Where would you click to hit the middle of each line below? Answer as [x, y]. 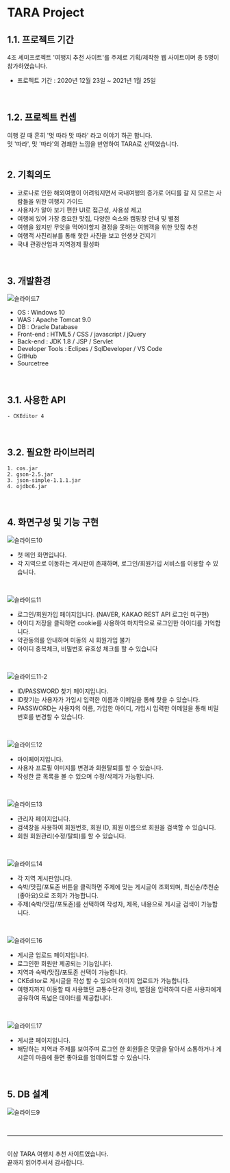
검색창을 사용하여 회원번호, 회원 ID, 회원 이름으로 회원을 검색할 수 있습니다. [116, 827]
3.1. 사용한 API [37, 400]
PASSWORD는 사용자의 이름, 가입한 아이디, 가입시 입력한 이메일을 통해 [112, 708]
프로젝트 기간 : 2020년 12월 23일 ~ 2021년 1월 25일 [86, 81]
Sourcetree [33, 363]
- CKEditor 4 [26, 416]
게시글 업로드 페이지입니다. [53, 955]
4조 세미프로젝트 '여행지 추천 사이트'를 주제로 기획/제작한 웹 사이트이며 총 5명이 [113, 57]
